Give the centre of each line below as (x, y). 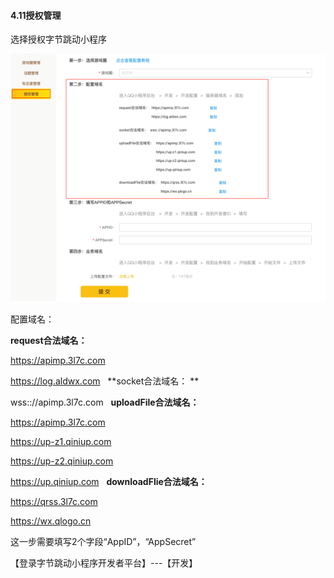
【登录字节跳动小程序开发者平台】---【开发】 (104, 562)
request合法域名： (49, 340)
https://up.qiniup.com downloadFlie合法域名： (109, 481)
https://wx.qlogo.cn (51, 521)
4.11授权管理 (36, 15)
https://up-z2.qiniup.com (62, 461)
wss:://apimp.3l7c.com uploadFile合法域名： (105, 402)
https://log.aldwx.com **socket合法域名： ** (105, 381)
